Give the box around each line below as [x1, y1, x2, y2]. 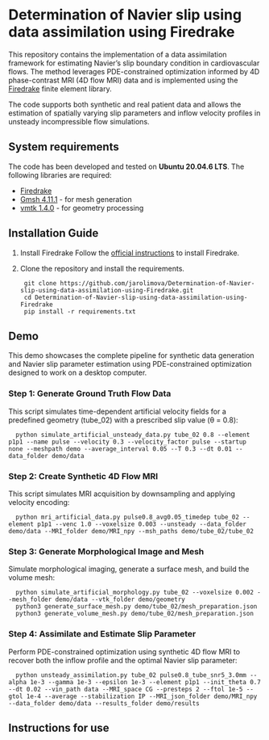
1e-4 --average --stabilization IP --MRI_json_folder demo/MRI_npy [26, 692, 258, 700]
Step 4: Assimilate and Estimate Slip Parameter [8, 629, 197, 640]
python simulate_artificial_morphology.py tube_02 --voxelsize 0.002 [15, 588, 254, 597]
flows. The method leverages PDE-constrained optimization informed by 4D [8, 66, 260, 76]
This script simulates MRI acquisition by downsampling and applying [8, 489, 236, 498]
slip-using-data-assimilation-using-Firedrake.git [19, 286, 194, 294]
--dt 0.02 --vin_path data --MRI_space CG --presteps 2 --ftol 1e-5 [8, 685, 243, 693]
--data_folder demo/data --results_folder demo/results [8, 699, 200, 708]
